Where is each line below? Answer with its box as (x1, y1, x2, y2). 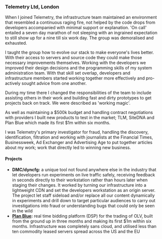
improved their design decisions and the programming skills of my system (5, 65, 152, 71)
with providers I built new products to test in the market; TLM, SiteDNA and (5, 115, 155, 121)
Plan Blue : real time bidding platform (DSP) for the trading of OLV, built (12, 213, 153, 219)
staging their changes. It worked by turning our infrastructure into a (12, 182, 147, 188)
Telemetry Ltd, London (5, 3, 59, 10)
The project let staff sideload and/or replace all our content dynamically (12, 192, 155, 198)
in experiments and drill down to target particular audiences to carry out (12, 197, 156, 203)
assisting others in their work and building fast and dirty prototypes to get (5, 95, 152, 101)
